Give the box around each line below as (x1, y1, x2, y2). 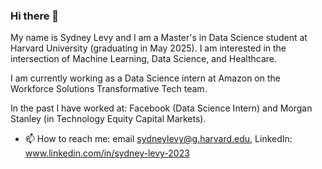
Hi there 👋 (10, 9, 60, 23)
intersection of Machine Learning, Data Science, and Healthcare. (10, 53, 278, 65)
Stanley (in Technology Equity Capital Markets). (10, 113, 207, 125)
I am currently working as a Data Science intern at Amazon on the (10, 72, 281, 84)
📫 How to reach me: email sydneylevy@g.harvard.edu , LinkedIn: (24, 133, 293, 145)
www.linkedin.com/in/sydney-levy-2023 (24, 147, 190, 159)
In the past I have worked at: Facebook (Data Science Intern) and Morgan (10, 102, 313, 114)
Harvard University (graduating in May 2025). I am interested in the (10, 42, 287, 54)
